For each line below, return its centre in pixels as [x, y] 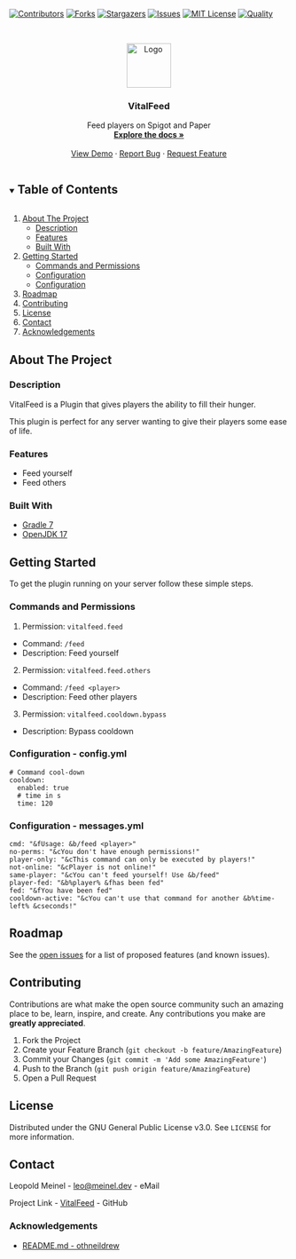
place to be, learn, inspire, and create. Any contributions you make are [137, 1013]
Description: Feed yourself [70, 653]
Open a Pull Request [59, 1078]
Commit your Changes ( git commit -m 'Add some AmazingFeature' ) [144, 1059]
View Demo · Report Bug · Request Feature [149, 154]
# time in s [39, 796]
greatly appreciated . [47, 1023]
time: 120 [35, 804]
